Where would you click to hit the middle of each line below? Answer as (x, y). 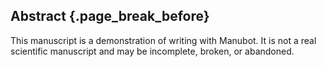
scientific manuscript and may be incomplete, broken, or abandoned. (152, 51)
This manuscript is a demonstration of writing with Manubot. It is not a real (163, 40)
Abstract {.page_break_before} (110, 16)
